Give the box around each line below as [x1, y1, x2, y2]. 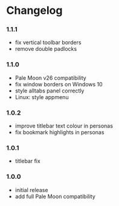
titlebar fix [14, 158, 40, 165]
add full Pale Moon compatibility [14, 193, 95, 200]
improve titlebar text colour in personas [14, 122, 114, 130]
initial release [14, 186, 48, 193]
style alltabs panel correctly [14, 87, 85, 94]
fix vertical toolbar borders [14, 39, 82, 46]
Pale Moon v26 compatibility [14, 74, 86, 82]
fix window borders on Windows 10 [14, 80, 103, 88]
